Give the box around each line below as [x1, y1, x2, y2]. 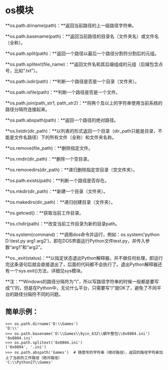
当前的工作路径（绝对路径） [12, 355, 62, 360]
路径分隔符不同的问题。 [14, 291, 63, 297]
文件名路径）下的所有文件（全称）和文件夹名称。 [14, 134, 117, 140]
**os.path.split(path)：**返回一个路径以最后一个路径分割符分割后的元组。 [5, 50, 159, 56]
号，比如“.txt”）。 [5, 67, 41, 74]
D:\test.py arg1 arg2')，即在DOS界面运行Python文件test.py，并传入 [5, 237, 146, 244]
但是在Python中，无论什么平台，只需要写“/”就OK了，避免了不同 [23, 285, 157, 291]
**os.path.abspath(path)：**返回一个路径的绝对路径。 [5, 117, 119, 123]
